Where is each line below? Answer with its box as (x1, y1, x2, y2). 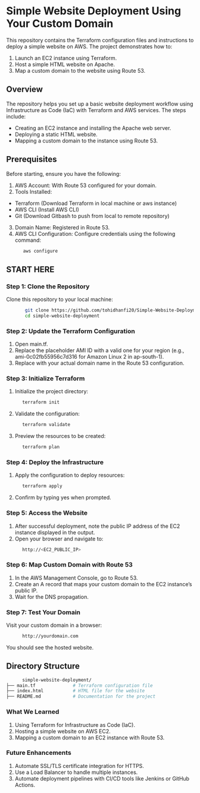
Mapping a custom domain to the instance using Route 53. (14, 137, 158, 144)
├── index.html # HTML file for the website (6, 688, 145, 694)
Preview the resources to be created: (14, 433, 106, 440)
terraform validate (21, 422, 70, 428)
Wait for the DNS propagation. (14, 593, 89, 600)
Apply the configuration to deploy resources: (14, 472, 125, 479)
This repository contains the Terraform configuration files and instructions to (6, 36, 194, 43)
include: (6, 113, 26, 120)
